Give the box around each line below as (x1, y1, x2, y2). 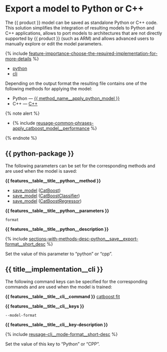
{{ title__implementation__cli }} (5, 265, 103, 274)
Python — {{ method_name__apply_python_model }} (12, 95, 120, 101)
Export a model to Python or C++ (5, 3, 144, 14)
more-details (5, 55, 31, 61)
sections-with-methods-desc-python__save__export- (28, 236, 138, 242)
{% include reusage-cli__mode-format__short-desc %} (5, 331, 118, 337)
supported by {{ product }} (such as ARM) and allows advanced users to (5, 35, 154, 41)
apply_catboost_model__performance (12, 125, 90, 131)
